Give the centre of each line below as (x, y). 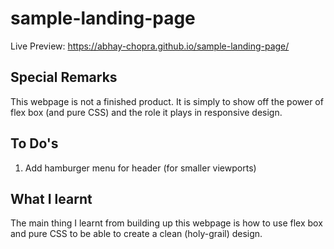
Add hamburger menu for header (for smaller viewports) (140, 168)
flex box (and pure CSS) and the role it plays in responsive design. (146, 112)
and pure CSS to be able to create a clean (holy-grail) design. (136, 234)
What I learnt (51, 198)
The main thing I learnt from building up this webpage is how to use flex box (166, 223)
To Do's (34, 143)
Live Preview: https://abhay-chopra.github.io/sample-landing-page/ (150, 46)
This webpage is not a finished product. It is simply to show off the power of (167, 101)
